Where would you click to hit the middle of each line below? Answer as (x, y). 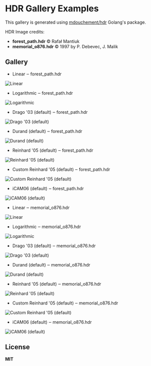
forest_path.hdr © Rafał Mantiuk (46, 41)
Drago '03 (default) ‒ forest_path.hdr (50, 112)
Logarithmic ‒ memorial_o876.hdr (47, 227)
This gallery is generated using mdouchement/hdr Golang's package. (76, 22)
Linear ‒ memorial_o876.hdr (41, 207)
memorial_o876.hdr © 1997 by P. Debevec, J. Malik (65, 46)
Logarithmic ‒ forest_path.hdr (42, 93)
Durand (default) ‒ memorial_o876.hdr (51, 265)
